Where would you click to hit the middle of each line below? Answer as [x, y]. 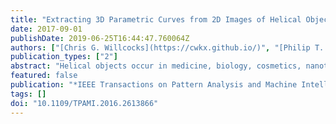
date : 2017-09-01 [46, 29]
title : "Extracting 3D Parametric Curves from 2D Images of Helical [156, 19]
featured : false [44, 76]
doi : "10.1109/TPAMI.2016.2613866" [84, 103]
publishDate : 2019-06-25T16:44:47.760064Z [100, 38]
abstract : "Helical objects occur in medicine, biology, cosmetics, [156, 66]
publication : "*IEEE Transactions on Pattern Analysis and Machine [154, 85]
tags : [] [28, 94]
